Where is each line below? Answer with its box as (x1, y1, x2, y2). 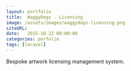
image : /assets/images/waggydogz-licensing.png (6, 20, 126, 25)
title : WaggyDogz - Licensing (6, 14, 83, 20)
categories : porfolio (6, 36, 60, 42)
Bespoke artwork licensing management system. (6, 57, 125, 65)
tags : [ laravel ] (6, 42, 46, 48)
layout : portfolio (6, 8, 51, 15)
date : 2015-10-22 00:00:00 (6, 31, 78, 37)
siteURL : (6, 25, 28, 31)
